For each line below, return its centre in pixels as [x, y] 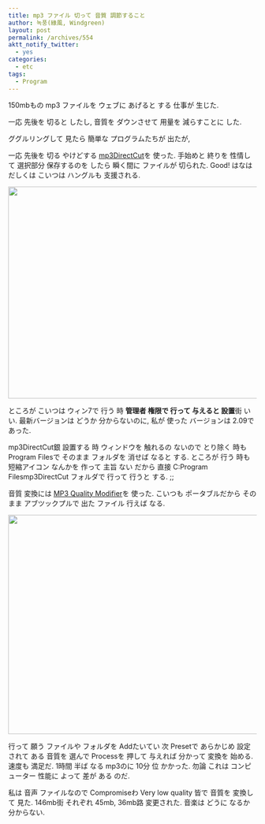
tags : [17, 74]
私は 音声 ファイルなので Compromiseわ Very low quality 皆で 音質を [119, 792]
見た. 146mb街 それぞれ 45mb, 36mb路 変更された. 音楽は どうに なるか [134, 802]
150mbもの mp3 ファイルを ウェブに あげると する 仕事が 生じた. [114, 105]
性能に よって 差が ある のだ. [84, 776]
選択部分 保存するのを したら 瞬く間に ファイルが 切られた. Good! [123, 165]
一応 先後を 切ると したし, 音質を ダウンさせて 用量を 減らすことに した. [125, 121]
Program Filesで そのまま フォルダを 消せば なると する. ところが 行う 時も [129, 457]
